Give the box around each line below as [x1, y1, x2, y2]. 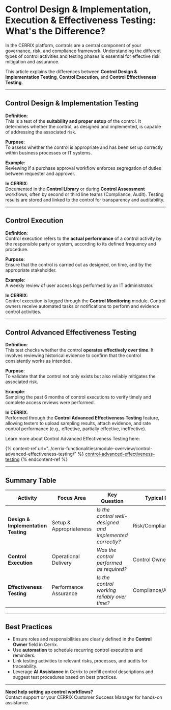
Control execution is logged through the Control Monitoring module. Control [5, 298, 166, 304]
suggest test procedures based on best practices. [12, 674, 118, 680]
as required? [96, 566, 127, 573]
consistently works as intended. [5, 358, 72, 364]
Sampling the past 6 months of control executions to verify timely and [5, 394, 152, 400]
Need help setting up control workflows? [5, 689, 93, 695]
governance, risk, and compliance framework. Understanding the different [5, 48, 161, 54]
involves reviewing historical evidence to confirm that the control [5, 352, 141, 359]
